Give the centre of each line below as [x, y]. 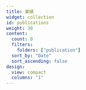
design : [16, 67]
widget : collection [30, 17]
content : [17, 34]
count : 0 [22, 39]
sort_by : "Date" [31, 56]
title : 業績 [20, 12]
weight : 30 [20, 28]
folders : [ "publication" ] [49, 50]
